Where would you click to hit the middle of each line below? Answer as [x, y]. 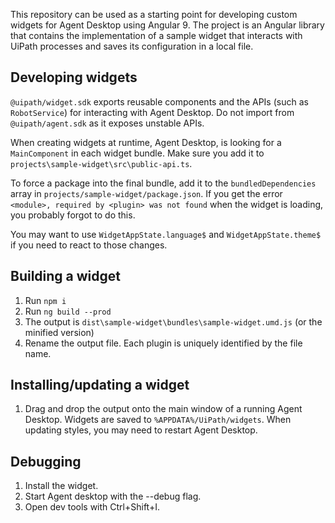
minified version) [59, 332]
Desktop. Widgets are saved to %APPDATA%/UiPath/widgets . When [158, 420]
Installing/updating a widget [100, 385]
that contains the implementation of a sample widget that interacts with [156, 35]
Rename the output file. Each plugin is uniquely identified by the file [163, 343]
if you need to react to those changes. [89, 245]
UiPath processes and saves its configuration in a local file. [132, 46]
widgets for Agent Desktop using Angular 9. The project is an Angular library [167, 25]
